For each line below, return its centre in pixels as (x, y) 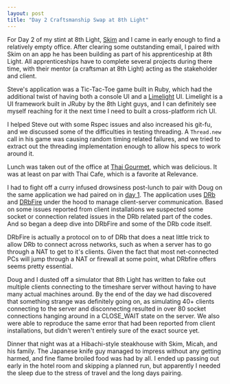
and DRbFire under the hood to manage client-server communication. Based (115, 202)
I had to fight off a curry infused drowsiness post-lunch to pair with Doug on (115, 187)
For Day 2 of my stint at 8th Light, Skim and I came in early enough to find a (114, 39)
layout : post (26, 13)
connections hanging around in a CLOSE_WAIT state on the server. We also (114, 315)
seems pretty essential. (40, 266)
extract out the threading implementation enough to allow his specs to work (114, 146)
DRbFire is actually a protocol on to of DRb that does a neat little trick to (108, 237)
